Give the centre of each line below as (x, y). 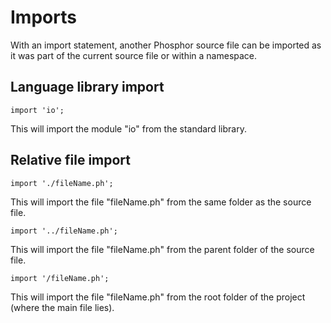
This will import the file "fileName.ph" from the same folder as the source (161, 202)
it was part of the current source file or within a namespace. (134, 55)
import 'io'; (37, 110)
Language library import (87, 87)
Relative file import (71, 160)
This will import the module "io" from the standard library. (128, 128)
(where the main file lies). (62, 307)
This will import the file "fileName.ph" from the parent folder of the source (162, 249)
